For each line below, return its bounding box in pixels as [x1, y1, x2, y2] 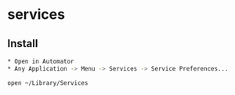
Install [7, 37, 38, 50]
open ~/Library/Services [7, 79, 89, 87]
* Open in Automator [7, 57, 75, 65]
